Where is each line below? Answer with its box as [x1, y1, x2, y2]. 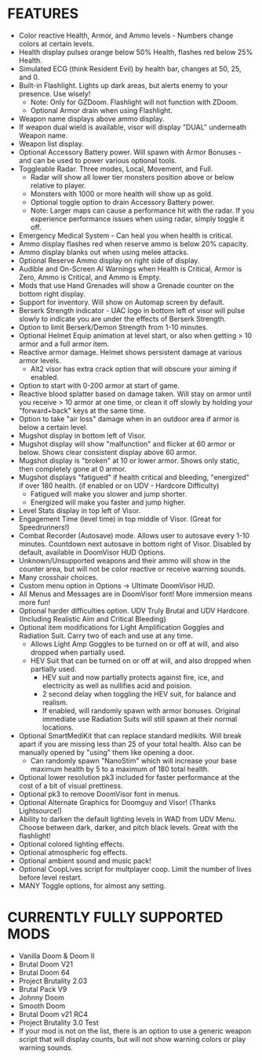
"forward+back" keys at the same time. [18, 406, 146, 415]
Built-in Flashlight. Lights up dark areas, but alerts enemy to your [18, 80, 228, 90]
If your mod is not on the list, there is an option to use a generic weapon [18, 1025, 252, 1036]
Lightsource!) [18, 806, 62, 815]
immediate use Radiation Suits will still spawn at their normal [42, 714, 238, 723]
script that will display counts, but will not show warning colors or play [18, 1034, 246, 1044]
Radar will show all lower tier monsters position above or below [30, 172, 235, 181]
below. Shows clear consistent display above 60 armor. [18, 447, 198, 457]
